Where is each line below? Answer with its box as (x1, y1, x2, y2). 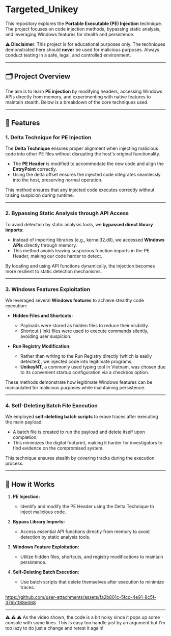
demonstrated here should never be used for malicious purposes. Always (5, 46, 159, 52)
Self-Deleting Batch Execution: (12, 569, 80, 575)
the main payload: (5, 419, 43, 425)
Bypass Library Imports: (12, 519, 65, 525)
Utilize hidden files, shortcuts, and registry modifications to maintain (20, 554, 164, 560)
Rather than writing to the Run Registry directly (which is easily (20, 353, 152, 359)
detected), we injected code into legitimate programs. (20, 358, 133, 365)
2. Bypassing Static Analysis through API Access (5, 210, 129, 217)
